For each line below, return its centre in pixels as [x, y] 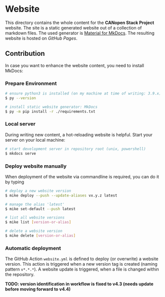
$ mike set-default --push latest [41, 209]
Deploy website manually [36, 166]
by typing [15, 182]
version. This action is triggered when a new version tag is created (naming [81, 264]
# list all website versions [35, 218]
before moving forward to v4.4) [38, 289]
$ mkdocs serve [21, 153]
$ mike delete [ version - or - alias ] [41, 236]
